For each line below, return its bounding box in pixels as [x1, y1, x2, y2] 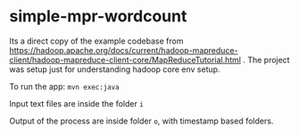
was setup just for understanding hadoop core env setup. [9, 64, 220, 75]
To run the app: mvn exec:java [9, 81, 120, 91]
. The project [242, 54, 290, 65]
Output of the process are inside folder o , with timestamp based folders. [9, 115, 274, 126]
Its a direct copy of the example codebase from [9, 36, 184, 46]
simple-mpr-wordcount [9, 6, 187, 27]
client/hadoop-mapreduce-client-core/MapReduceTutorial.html [9, 54, 241, 65]
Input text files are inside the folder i [9, 98, 145, 108]
